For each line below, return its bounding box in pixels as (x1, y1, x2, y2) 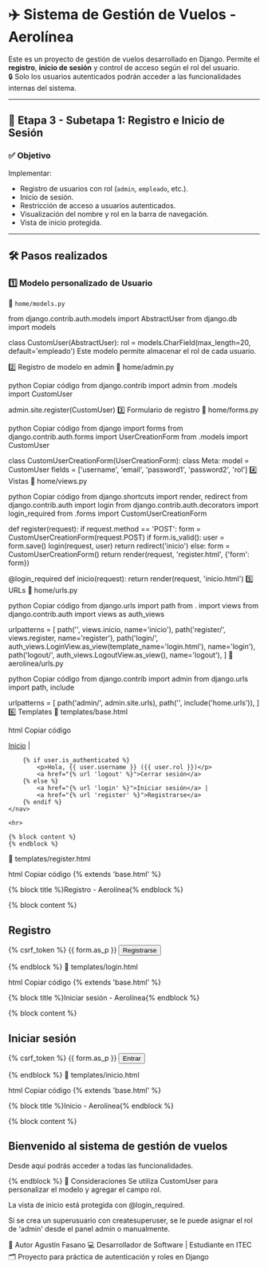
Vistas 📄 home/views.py (8, 477, 88, 486)
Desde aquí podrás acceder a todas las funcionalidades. (8, 1161, 194, 1170)
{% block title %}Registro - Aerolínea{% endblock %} (8, 885, 183, 894)
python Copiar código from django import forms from (8, 423, 183, 434)
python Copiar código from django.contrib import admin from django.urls (8, 674, 249, 684)
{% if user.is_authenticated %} (22, 756, 130, 764)
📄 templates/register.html (8, 854, 91, 864)
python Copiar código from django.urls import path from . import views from (8, 601, 259, 611)
